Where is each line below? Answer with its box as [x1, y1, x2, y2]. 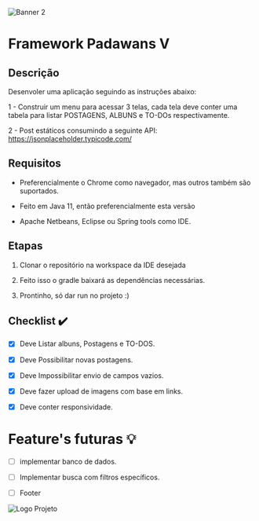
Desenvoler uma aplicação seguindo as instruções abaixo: [8, 87, 197, 96]
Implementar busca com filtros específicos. [19, 472, 160, 482]
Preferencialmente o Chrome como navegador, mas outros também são [19, 178, 251, 187]
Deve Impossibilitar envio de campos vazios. [19, 370, 164, 380]
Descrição [8, 66, 60, 79]
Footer [19, 488, 42, 497]
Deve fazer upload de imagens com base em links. [19, 386, 184, 396]
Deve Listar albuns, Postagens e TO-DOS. [19, 339, 155, 349]
